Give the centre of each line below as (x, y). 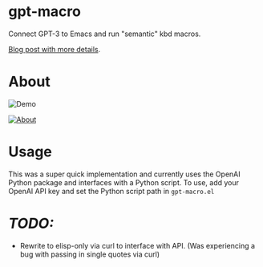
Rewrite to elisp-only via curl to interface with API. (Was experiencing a (137, 245)
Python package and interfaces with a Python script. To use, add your (123, 182)
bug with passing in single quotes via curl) (90, 254)
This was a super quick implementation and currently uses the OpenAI (124, 174)
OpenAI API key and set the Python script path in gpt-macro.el (111, 191)
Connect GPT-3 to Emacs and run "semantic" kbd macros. (105, 34)
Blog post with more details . (55, 49)
